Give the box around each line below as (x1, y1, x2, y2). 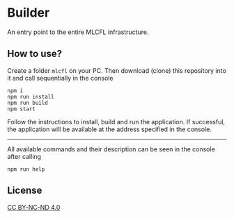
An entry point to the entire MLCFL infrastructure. (7, 28, 149, 36)
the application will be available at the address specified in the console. (7, 125, 212, 133)
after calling (7, 152, 42, 160)
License (7, 185, 42, 196)
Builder (7, 5, 50, 21)
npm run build (7, 99, 49, 106)
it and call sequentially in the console (7, 74, 114, 82)
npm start (7, 106, 36, 112)
